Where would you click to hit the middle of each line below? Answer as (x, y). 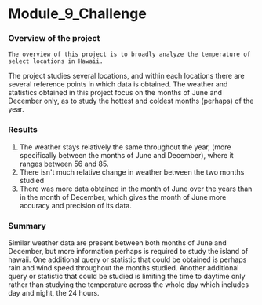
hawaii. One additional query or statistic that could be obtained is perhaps (127, 259)
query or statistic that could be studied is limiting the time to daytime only (127, 277)
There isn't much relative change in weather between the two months (132, 172)
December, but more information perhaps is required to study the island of (128, 252)
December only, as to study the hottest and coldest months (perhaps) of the (131, 101)
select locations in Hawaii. (56, 61)
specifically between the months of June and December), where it (126, 155)
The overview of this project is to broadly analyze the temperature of (129, 55)
